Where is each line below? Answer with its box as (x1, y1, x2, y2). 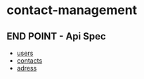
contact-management (6, 2, 138, 18)
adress (16, 64, 37, 72)
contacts (16, 56, 43, 65)
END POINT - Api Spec (6, 30, 106, 42)
